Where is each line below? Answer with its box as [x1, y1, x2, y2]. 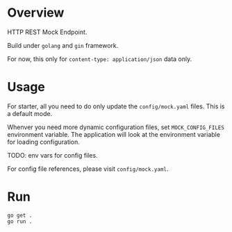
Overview [7, 5, 65, 21]
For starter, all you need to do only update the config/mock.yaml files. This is [7, 102, 225, 110]
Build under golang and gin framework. [7, 41, 119, 49]
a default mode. [7, 109, 53, 117]
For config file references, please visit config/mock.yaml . [7, 165, 169, 173]
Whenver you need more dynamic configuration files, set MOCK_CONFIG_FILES [7, 123, 224, 131]
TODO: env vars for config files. [7, 151, 99, 159]
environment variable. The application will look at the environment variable [7, 130, 221, 138]
